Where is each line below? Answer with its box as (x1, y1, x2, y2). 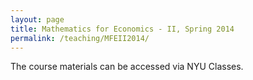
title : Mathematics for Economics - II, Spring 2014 (10, 24, 235, 34)
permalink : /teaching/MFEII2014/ (10, 33, 150, 43)
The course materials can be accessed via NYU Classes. (10, 61, 244, 73)
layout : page (10, 14, 65, 25)
